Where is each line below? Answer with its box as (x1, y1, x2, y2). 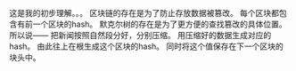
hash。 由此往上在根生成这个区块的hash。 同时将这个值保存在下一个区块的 (9, 41, 284, 51)
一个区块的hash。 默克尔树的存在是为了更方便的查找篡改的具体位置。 (32, 19, 287, 29)
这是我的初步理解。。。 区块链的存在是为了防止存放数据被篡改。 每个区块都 (9, 8, 279, 18)
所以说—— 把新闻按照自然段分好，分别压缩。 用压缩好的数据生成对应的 (9, 30, 272, 40)
